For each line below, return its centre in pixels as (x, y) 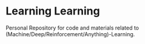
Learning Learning (53, 11)
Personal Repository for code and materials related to (72, 28)
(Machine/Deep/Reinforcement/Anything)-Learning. (70, 34)
